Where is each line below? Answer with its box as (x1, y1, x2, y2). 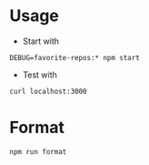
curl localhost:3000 (9, 87, 88, 96)
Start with (22, 36, 60, 46)
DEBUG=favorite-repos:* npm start (9, 53, 141, 62)
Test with (22, 69, 57, 80)
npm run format (9, 147, 67, 156)
